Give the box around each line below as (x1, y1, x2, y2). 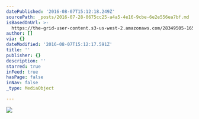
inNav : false (6, 80, 38, 86)
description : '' (6, 58, 46, 64)
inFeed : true (6, 69, 38, 75)
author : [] (6, 31, 33, 37)
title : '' (6, 47, 31, 53)
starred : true (6, 63, 41, 70)
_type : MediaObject (6, 85, 54, 91)
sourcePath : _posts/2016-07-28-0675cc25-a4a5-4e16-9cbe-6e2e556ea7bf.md (6, 14, 190, 20)
